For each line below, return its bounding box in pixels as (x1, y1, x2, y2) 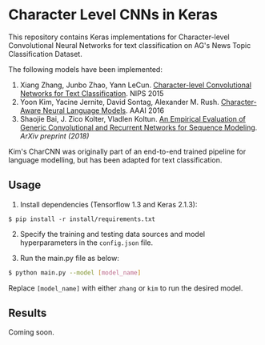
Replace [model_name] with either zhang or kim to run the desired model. (8, 283, 243, 293)
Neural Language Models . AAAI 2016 (42, 106, 165, 115)
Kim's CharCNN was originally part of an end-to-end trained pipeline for (8, 146, 247, 156)
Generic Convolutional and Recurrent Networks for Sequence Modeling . (19, 122, 258, 132)
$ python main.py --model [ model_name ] (8, 268, 142, 277)
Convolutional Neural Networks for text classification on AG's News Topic (8, 40, 251, 50)
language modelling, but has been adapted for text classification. (8, 154, 223, 165)
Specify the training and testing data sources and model (19, 229, 206, 239)
